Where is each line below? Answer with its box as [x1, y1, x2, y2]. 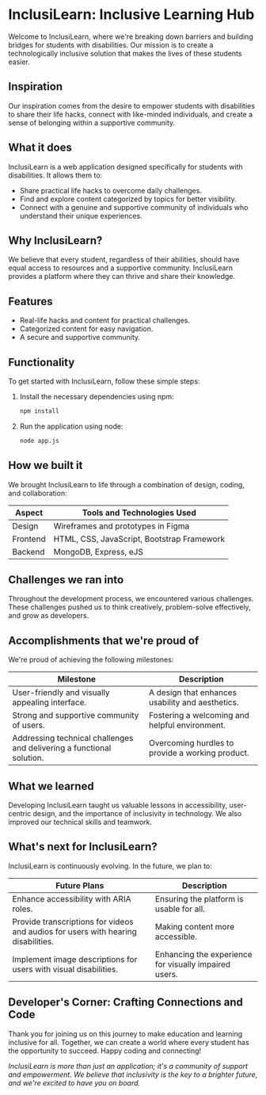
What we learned [8, 779, 94, 793]
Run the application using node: [19, 422, 123, 431]
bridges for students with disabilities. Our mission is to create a [8, 40, 214, 49]
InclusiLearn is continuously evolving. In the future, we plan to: [8, 861, 212, 871]
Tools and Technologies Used [82, 507, 196, 518]
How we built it [8, 459, 83, 472]
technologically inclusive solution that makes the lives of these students [8, 48, 242, 58]
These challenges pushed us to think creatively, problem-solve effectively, [8, 602, 251, 612]
